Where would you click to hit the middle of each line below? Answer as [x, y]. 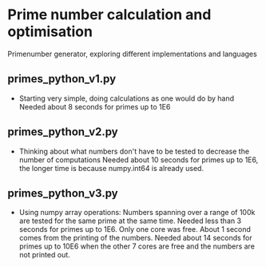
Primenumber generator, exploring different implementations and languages [132, 54]
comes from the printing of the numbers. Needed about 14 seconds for [135, 238]
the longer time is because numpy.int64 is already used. [111, 168]
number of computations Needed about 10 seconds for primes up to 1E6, [139, 159]
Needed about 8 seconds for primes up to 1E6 [95, 106]
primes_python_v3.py [63, 193]
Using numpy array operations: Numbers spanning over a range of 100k [137, 213]
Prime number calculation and [109, 15]
